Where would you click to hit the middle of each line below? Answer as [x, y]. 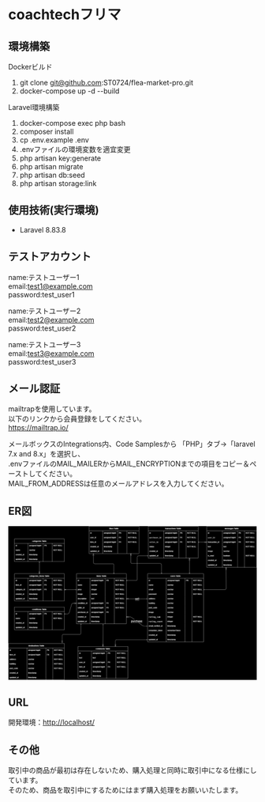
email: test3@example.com [51, 353]
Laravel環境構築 [34, 107]
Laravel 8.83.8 [43, 229]
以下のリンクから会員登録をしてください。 [77, 419]
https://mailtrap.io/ [38, 428]
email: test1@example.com [50, 286]
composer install [47, 131]
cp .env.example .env [54, 140]
